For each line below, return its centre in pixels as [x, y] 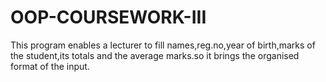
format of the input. [50, 66]
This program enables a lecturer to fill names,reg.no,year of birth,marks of [163, 45]
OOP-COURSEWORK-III [108, 17]
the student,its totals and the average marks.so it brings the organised [155, 55]
